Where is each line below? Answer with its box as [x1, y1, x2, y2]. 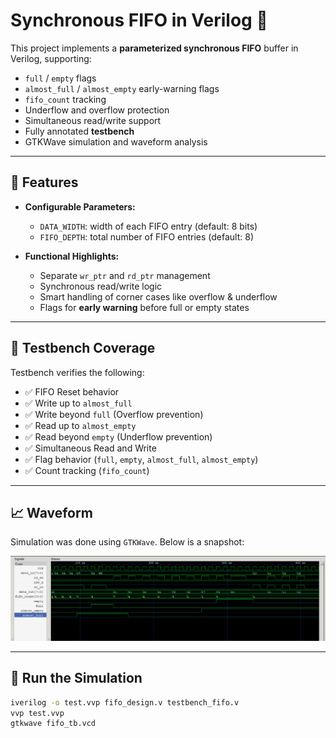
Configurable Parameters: [24, 200, 136, 213]
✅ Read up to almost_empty [24, 419, 137, 431]
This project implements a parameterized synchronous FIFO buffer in [10, 42, 299, 54]
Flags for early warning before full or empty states [39, 301, 250, 313]
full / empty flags [24, 72, 97, 84]
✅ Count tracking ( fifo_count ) [24, 464, 150, 476]
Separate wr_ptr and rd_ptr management [39, 269, 211, 281]
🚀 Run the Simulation [10, 670, 143, 687]
